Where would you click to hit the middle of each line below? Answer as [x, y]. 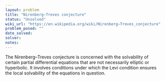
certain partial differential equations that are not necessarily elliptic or [77, 62]
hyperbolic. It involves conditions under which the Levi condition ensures [81, 67]
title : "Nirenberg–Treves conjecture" [46, 15]
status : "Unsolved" [26, 19]
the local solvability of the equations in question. [55, 73]
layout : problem [22, 10]
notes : [12, 43]
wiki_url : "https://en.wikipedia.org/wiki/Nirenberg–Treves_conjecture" [83, 24]
